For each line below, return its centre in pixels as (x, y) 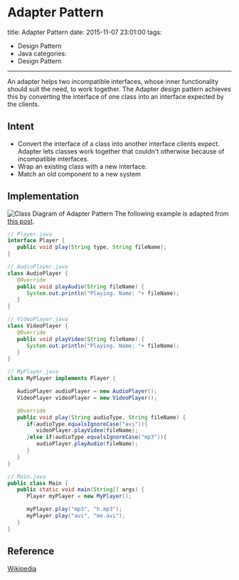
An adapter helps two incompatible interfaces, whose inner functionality (113, 81)
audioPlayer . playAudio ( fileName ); (87, 444)
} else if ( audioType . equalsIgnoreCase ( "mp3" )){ (96, 437)
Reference (31, 551)
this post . (21, 221)
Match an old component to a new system (79, 174)
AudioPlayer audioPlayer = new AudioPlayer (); (87, 391)
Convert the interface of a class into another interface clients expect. (118, 144)
